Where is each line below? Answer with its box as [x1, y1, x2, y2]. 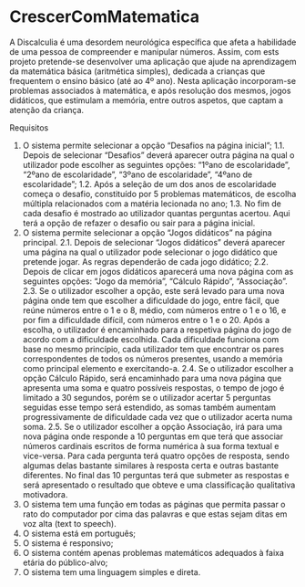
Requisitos [9, 121, 49, 133]
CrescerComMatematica [9, 6, 200, 27]
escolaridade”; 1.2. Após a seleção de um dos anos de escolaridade [22, 178, 277, 189]
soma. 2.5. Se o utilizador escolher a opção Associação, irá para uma [22, 421, 283, 432]
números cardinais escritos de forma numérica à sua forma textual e [22, 440, 280, 451]
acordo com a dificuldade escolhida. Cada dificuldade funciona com [22, 333, 280, 344]
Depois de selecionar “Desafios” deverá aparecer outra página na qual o [22, 149, 295, 161]
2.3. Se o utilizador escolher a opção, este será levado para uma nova [22, 285, 285, 296]
